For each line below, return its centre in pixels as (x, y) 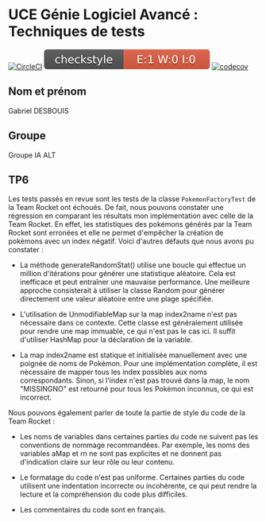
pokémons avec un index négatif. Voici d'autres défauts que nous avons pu (131, 241)
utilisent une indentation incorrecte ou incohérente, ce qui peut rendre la (138, 486)
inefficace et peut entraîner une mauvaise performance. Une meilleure (135, 282)
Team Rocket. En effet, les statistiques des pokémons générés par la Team (130, 224)
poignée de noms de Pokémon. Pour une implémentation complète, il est (139, 364)
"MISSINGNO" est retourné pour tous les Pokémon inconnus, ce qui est (137, 389)
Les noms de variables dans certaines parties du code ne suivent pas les (139, 437)
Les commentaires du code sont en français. (93, 510)
